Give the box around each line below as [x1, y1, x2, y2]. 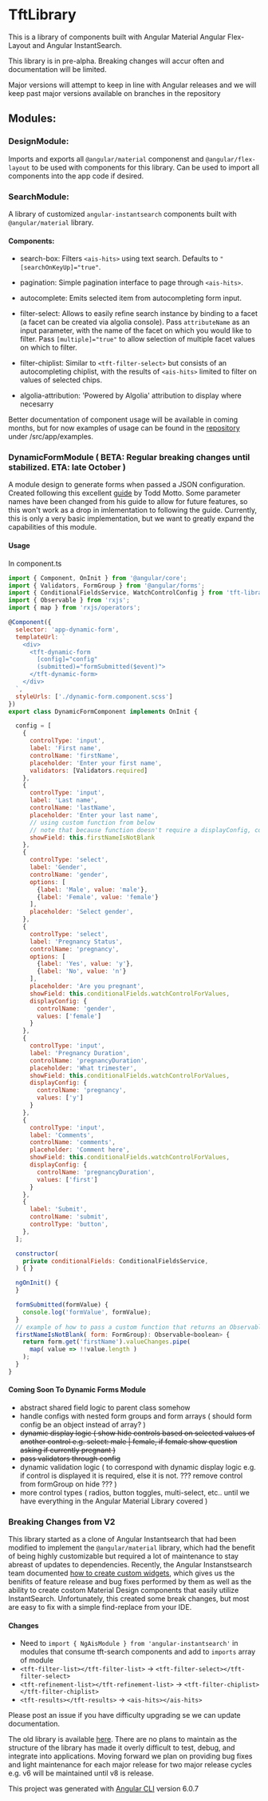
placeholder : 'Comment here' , [29, 1146, 130, 1154]
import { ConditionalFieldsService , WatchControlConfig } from [8, 589, 223, 597]
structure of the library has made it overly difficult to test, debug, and [8, 1743, 235, 1753]
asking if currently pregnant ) [19, 1445, 116, 1455]
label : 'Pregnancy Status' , [29, 938, 124, 946]
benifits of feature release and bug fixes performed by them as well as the [8, 1577, 252, 1587]
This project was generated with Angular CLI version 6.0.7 [8, 1784, 199, 1794]
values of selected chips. [19, 375, 103, 385]
